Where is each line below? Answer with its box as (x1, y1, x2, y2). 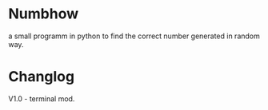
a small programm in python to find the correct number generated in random (8, 31, 260, 41)
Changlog (8, 68, 74, 86)
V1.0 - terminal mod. (8, 93, 75, 104)
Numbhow (8, 5, 78, 23)
